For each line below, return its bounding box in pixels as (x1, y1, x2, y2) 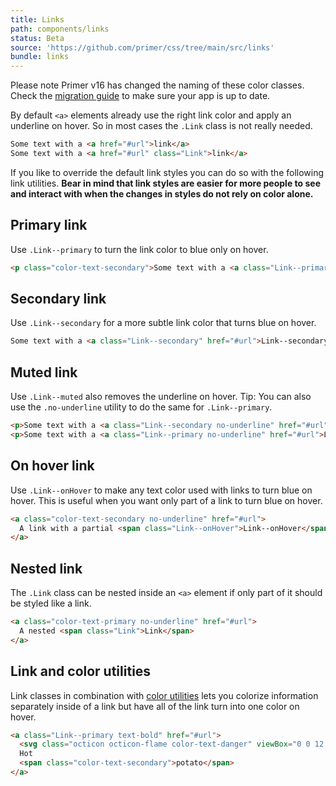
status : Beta (10, 33, 65, 43)
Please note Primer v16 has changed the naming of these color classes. (10, 79, 305, 91)
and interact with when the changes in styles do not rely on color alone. (10, 187, 314, 200)
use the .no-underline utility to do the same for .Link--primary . (10, 401, 273, 413)
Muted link (10, 364, 78, 381)
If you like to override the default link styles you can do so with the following (10, 166, 325, 178)
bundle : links (10, 52, 70, 62)
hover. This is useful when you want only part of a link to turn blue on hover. (10, 494, 323, 506)
